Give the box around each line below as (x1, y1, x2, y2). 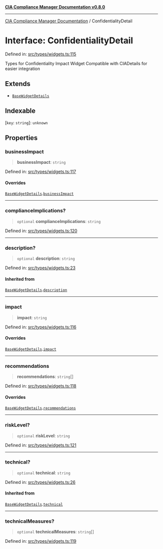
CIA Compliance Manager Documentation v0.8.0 (5, 4, 105, 10)
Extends (5, 80, 31, 88)
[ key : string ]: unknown (5, 120, 48, 125)
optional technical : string (16, 470, 71, 476)
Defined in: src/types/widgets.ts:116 (5, 324, 77, 330)
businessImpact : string (16, 159, 66, 165)
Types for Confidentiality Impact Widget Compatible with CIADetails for (5, 60, 147, 66)
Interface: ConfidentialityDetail (5, 35, 133, 46)
